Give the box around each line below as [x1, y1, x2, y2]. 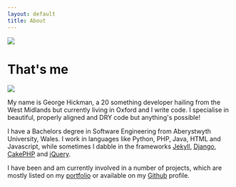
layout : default [7, 10, 56, 18]
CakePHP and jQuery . [7, 150, 71, 158]
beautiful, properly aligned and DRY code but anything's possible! [7, 113, 201, 122]
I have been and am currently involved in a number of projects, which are [7, 163, 222, 172]
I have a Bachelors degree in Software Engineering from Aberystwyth [7, 127, 212, 136]
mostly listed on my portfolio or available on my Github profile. [7, 171, 190, 180]
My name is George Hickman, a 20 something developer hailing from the [7, 98, 221, 107]
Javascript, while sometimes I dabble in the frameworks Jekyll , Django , [7, 142, 217, 151]
